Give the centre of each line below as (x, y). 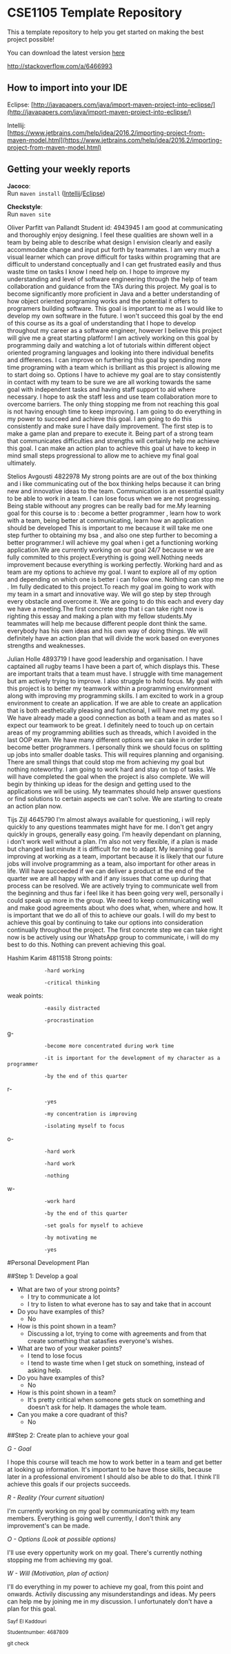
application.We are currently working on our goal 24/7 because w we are (111, 550)
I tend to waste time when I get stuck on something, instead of (116, 1363)
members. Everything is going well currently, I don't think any (94, 1518)
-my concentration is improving (90, 1114)
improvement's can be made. (49, 1525)
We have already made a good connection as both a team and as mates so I (115, 717)
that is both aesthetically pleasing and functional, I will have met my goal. (111, 710)
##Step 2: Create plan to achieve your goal (68, 1435)
